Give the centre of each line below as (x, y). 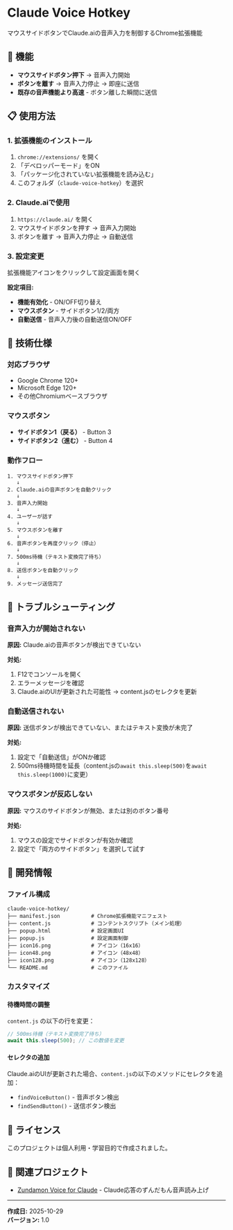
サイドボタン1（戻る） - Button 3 (64, 432)
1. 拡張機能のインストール (50, 141)
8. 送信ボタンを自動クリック (43, 571)
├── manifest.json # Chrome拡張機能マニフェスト (87, 917)
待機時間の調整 (28, 1004)
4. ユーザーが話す (30, 517)
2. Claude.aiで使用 (38, 202)
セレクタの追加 (28, 1057)
